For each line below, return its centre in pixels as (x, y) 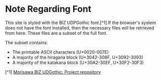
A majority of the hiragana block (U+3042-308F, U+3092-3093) (78, 57)
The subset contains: (26, 42)
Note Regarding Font (48, 9)
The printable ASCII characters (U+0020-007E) (60, 52)
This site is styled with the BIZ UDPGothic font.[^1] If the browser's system (81, 23)
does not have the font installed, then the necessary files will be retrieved (80, 27)
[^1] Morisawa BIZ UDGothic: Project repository (53, 72)
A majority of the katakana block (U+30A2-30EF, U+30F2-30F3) (78, 62)
